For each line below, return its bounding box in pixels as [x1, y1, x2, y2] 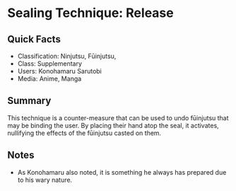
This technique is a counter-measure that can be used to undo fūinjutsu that [7, 113, 229, 122]
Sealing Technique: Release [7, 5, 175, 21]
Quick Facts [7, 33, 61, 45]
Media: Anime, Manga [17, 74, 82, 83]
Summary [7, 95, 52, 107]
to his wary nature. [17, 175, 73, 184]
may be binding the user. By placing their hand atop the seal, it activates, [7, 121, 219, 129]
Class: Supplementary [17, 59, 83, 68]
